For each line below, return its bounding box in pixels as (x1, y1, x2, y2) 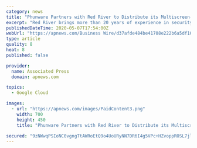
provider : (6, 63, 30, 69)
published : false (6, 52, 49, 58)
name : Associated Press (11, 68, 69, 74)
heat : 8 (6, 47, 25, 53)
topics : (6, 85, 25, 90)
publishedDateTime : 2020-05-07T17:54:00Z (6, 25, 109, 31)
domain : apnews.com (11, 74, 59, 80)
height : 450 (16, 117, 46, 123)
